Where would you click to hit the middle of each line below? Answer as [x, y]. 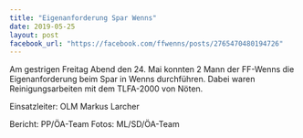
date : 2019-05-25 [42, 27]
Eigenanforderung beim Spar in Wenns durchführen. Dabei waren [132, 80]
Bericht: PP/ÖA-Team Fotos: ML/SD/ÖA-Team [94, 124]
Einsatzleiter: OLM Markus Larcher [74, 107]
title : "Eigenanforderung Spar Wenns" [83, 18]
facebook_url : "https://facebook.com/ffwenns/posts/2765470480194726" [146, 43]
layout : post [34, 35]
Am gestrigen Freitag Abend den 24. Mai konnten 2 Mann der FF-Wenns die [152, 69]
